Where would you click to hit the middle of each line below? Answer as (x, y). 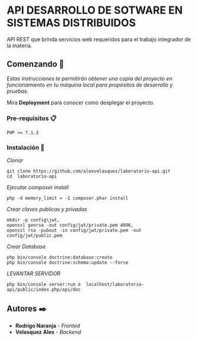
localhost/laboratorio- (115, 285)
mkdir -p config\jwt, (33, 220)
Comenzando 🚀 (35, 64)
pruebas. (18, 91)
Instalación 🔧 (26, 147)
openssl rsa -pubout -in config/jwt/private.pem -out (74, 231)
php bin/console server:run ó (44, 285)
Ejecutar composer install (38, 188)
